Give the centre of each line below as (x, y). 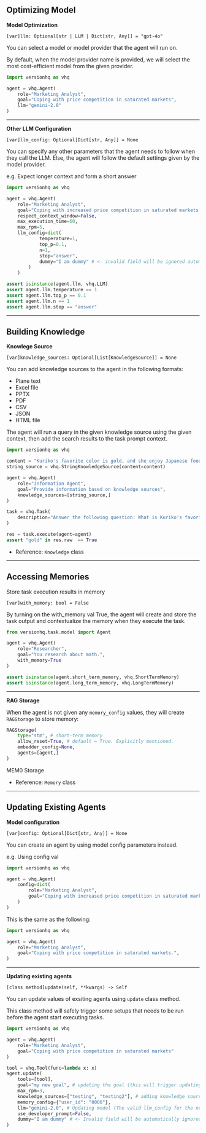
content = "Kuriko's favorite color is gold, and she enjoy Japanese (97, 461)
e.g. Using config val (32, 857)
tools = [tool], (35, 1080)
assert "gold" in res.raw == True (52, 540)
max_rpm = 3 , (31, 1091)
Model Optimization (32, 25)
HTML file (28, 420)
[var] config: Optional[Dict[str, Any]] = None (67, 833)
